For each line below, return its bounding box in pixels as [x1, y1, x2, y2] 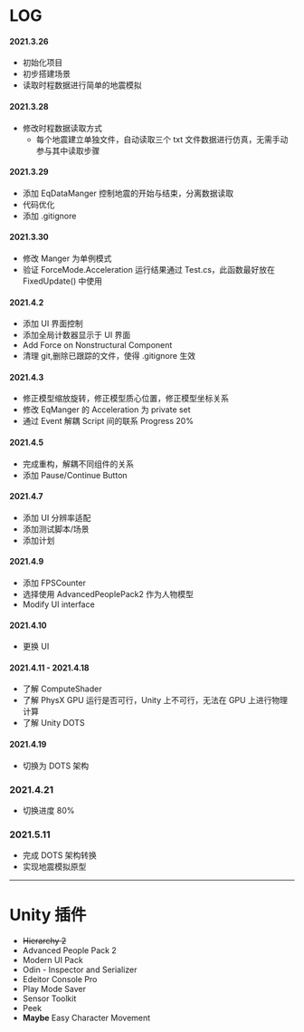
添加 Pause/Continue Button [22, 469, 128, 480]
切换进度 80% [22, 805, 75, 815]
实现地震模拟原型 [22, 862, 87, 873]
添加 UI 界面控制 [22, 318, 83, 329]
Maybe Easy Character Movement [22, 1012, 151, 1024]
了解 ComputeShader [22, 683, 102, 694]
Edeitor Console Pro [22, 974, 98, 985]
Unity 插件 [9, 905, 87, 925]
